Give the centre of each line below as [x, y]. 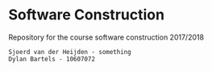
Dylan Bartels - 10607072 [52, 59]
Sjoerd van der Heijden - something [70, 52]
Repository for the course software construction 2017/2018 [106, 37]
